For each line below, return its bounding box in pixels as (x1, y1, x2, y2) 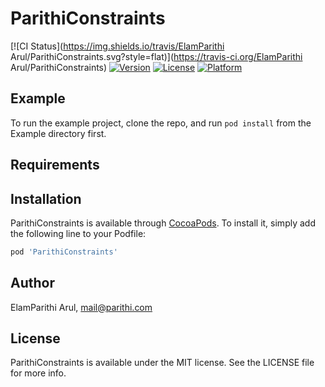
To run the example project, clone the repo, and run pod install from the (10, 117, 312, 129)
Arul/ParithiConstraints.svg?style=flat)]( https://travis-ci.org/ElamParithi (10, 50, 303, 62)
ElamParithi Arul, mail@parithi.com (10, 301, 153, 313)
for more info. (10, 367, 67, 379)
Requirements (10, 157, 100, 174)
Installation (10, 190, 82, 207)
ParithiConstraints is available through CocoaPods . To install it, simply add (10, 217, 316, 229)
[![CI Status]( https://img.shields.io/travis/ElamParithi (10, 40, 225, 52)
